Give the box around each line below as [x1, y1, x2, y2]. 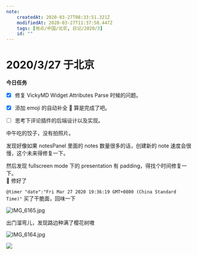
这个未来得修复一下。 [16, 150, 69, 157]
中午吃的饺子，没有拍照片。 [6, 130, 74, 137]
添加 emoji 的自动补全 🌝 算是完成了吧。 [14, 105, 111, 112]
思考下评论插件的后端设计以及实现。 [14, 117, 104, 124]
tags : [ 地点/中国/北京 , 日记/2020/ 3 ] [17, 25, 103, 32]
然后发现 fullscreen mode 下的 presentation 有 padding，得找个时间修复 [6, 162, 182, 169]
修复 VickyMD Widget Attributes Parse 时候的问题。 [14, 92, 141, 99]
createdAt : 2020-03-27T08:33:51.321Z [17, 14, 110, 20]
